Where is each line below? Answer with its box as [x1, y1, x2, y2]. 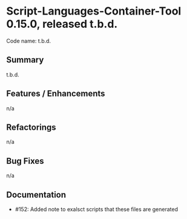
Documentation [6, 189, 67, 200]
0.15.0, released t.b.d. [6, 17, 118, 31]
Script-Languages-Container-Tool [6, 4, 182, 18]
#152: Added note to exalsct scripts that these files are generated [15, 206, 179, 213]
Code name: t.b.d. [6, 37, 51, 44]
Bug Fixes [6, 156, 44, 166]
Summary [6, 55, 44, 65]
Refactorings [6, 122, 56, 132]
